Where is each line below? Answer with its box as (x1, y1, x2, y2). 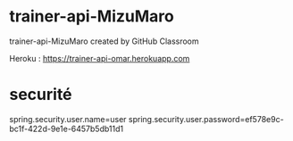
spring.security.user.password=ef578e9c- (128, 113, 284, 124)
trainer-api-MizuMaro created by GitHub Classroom (9, 36, 199, 46)
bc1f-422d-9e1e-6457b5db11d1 (9, 123, 123, 134)
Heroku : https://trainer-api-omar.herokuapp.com (9, 53, 190, 63)
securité (9, 85, 73, 104)
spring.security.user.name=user (9, 113, 127, 124)
